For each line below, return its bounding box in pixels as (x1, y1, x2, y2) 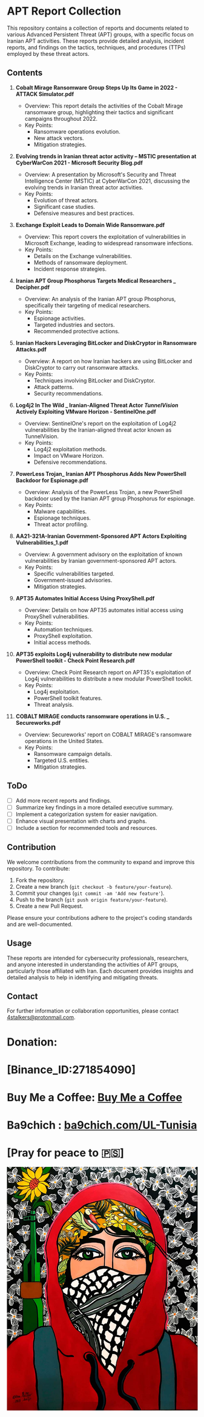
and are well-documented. (7, 920, 73, 928)
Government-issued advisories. (33, 576, 113, 583)
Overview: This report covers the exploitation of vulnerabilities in (24, 233, 186, 240)
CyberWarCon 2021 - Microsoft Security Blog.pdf (15, 159, 143, 166)
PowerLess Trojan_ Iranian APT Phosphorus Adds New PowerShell (15, 470, 186, 477)
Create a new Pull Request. (15, 902, 84, 909)
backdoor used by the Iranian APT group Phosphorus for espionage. (24, 495, 196, 502)
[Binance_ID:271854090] (7, 1062, 136, 1076)
